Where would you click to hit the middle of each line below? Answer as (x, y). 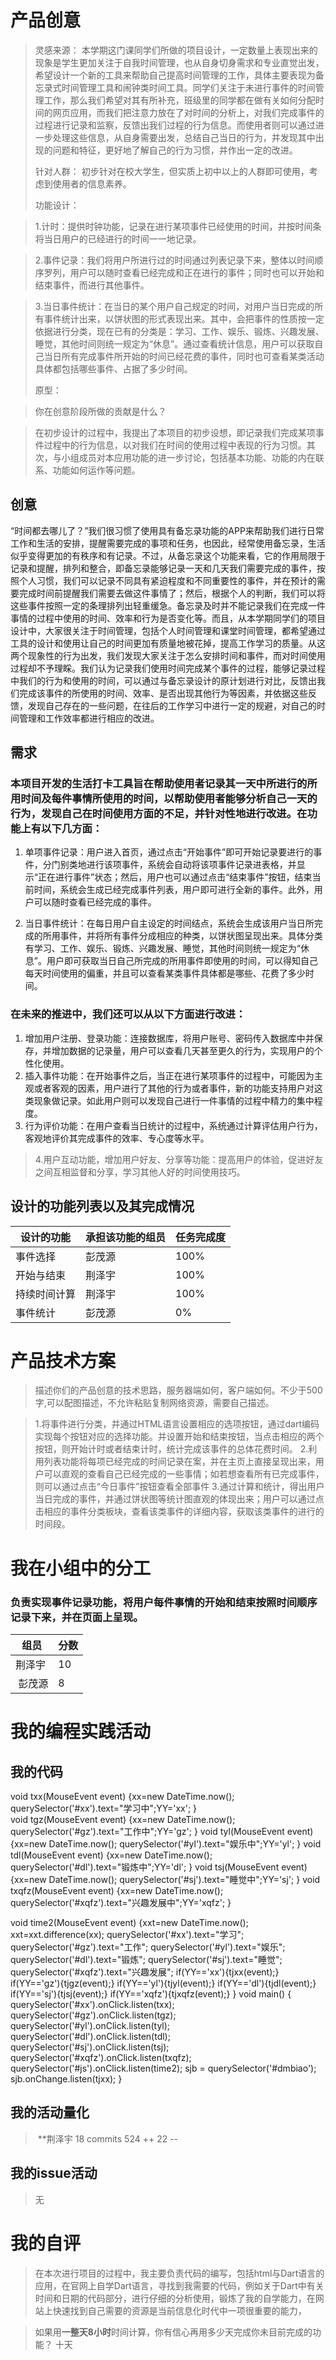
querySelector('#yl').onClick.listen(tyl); (90, 2025)
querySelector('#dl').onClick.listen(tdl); (90, 2036)
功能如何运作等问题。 (96, 470)
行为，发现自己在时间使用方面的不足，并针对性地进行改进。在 (159, 814)
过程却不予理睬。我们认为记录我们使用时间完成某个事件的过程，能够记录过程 (168, 668)
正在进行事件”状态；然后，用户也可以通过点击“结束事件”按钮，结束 (175, 877)
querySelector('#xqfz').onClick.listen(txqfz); (101, 2057)
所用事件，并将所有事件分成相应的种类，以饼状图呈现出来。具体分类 (182, 936)
